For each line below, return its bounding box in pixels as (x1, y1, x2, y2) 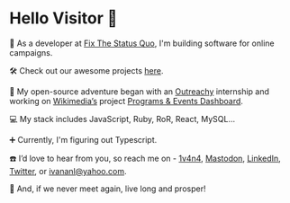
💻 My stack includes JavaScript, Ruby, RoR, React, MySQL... (9, 113, 236, 124)
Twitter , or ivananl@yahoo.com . (9, 165, 128, 176)
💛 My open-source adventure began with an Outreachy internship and (9, 85, 270, 97)
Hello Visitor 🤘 (9, 8, 118, 29)
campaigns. (9, 47, 53, 57)
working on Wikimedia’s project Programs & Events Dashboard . (9, 95, 243, 106)
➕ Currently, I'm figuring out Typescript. (9, 134, 158, 145)
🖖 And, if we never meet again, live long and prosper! (9, 183, 206, 194)
